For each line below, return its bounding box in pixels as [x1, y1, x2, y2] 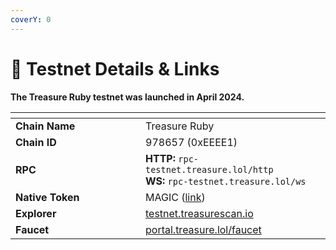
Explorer [15, 206, 57, 220]
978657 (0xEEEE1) [145, 135, 238, 149]
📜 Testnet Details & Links [10, 57, 220, 80]
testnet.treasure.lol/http [145, 164, 274, 175]
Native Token [15, 190, 80, 204]
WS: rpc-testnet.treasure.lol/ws [145, 174, 307, 188]
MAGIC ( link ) [145, 190, 206, 204]
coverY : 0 [10, 14, 52, 25]
